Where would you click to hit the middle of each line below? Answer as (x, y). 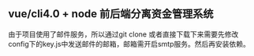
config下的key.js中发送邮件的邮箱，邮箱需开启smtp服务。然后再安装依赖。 (129, 44)
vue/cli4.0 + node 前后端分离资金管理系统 (111, 14)
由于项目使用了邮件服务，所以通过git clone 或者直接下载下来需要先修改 (123, 34)
